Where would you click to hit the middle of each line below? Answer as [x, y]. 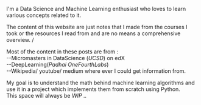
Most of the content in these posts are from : [62, 52]
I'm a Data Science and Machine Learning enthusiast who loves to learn [96, 9]
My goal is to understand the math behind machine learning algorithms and [100, 83]
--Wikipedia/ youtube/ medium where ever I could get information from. [96, 71]
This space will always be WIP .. [47, 96]
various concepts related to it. [44, 15]
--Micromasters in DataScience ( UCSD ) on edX [65, 58]
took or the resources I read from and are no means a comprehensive [93, 33]
